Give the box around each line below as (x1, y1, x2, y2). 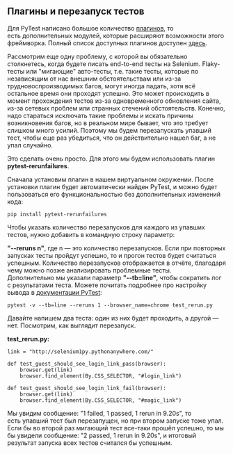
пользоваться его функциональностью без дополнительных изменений (7, 190, 221, 198)
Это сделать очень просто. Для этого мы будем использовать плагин (7, 154, 216, 163)
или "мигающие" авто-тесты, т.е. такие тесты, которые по (26, 67, 199, 75)
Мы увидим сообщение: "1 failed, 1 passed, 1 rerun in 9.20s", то (7, 409, 192, 417)
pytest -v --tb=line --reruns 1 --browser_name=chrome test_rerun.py (7, 302, 214, 309)
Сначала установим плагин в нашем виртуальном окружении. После (7, 175, 214, 184)
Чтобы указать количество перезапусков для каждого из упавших (7, 222, 205, 232)
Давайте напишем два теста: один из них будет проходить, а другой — (7, 314, 219, 322)
